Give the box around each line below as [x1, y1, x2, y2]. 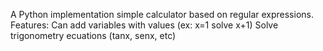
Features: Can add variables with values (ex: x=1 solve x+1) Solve [10, 19, 279, 31]
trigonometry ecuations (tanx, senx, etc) [10, 30, 177, 41]
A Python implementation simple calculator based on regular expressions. [10, 9, 314, 20]
